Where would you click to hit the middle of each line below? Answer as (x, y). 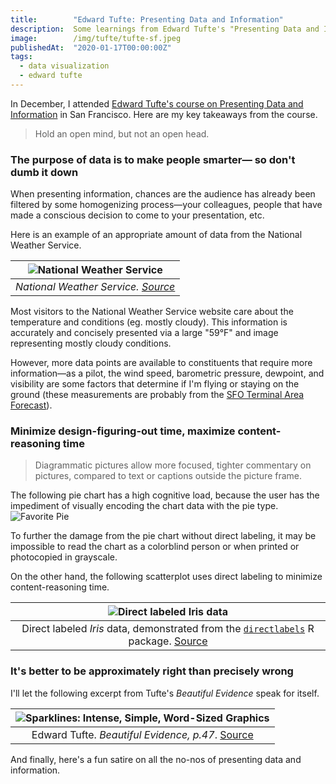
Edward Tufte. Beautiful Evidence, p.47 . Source (142, 734)
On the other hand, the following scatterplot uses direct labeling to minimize (166, 577)
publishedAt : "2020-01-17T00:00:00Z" (91, 47)
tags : (21, 57)
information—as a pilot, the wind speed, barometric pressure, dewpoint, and (167, 373)
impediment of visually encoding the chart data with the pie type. (144, 506)
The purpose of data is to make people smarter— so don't (153, 159)
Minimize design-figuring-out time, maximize (123, 431)
